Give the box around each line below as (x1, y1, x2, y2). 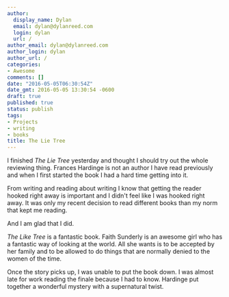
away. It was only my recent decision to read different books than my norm (7, 199, 218, 207)
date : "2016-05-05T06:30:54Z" (7, 80, 94, 87)
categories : (7, 61, 41, 68)
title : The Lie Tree (7, 138, 66, 145)
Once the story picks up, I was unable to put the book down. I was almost (7, 268, 214, 276)
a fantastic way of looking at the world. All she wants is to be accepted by (7, 240, 215, 248)
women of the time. (7, 254, 62, 263)
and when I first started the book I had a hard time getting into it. (7, 171, 189, 179)
